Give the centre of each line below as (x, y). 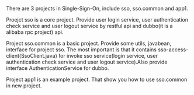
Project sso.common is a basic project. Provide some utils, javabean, (89, 43)
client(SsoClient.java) (32, 56)
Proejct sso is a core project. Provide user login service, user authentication (97, 20)
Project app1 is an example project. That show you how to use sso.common (97, 79)
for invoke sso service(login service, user (108, 56)
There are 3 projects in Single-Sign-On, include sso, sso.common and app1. (97, 8)
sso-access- (173, 50)
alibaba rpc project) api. (35, 32)
